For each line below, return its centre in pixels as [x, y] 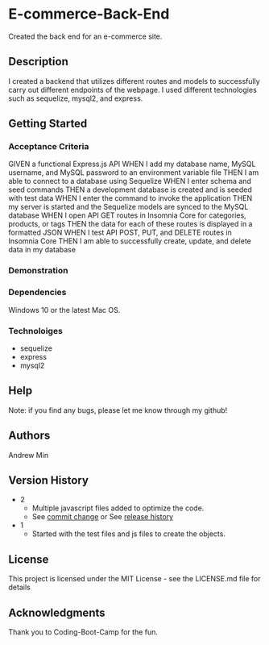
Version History [48, 480]
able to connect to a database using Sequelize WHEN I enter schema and [130, 181]
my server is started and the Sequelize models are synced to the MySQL [128, 207]
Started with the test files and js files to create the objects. [128, 534]
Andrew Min [29, 455]
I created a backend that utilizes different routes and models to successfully [134, 81]
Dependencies [37, 293]
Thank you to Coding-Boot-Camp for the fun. [83, 632]
